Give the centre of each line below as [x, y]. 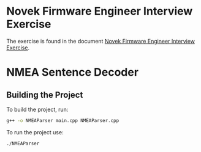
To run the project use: [35, 132]
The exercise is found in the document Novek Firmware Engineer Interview [100, 41]
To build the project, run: [37, 109]
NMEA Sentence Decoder [73, 72]
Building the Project [45, 95]
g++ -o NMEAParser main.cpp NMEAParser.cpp [63, 120]
